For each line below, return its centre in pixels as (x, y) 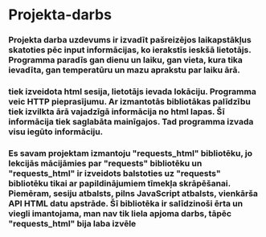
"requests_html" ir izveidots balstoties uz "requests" (115, 173)
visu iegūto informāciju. (56, 132)
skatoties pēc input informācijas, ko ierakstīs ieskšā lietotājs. (130, 50)
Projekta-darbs (60, 15)
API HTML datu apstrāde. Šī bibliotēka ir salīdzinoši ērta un (126, 203)
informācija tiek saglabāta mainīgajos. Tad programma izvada (131, 122)
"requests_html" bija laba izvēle (72, 223)
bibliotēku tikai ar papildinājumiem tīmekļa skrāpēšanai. (119, 183)
